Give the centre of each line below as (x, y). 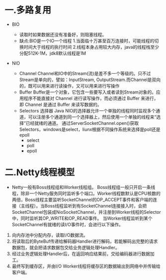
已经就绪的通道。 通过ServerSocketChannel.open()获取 (82, 123)
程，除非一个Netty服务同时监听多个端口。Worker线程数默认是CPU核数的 (86, 193)
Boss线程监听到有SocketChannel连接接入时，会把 (96, 206)
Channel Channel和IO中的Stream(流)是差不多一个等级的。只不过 (85, 73)
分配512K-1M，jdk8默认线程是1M (53, 53)
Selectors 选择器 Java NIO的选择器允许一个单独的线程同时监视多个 (87, 110)
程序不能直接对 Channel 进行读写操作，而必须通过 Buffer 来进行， (91, 98)
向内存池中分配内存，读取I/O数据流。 (50, 235)
